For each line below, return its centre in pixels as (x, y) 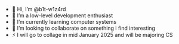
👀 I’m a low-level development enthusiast (62, 15)
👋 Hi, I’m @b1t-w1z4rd (39, 9)
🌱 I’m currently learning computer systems (64, 22)
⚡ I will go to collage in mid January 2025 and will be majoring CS (92, 35)
